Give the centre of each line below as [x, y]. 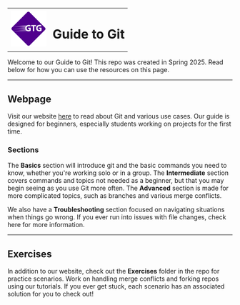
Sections [23, 149]
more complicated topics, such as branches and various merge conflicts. [115, 196]
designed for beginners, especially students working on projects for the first [119, 124]
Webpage [29, 99]
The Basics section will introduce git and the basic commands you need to [117, 166]
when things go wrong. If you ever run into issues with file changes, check [117, 217]
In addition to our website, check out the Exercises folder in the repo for [114, 271]
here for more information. [46, 225]
